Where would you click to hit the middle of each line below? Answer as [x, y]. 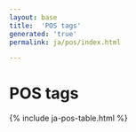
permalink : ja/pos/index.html [65, 42]
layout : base [33, 17]
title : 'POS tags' [45, 26]
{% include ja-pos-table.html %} [68, 118]
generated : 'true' [43, 34]
